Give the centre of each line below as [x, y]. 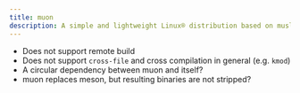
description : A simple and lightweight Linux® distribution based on [142, 26]
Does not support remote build [79, 50]
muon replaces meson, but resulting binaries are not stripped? [137, 79]
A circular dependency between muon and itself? [112, 70]
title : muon [31, 17]
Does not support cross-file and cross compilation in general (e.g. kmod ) [156, 60]
